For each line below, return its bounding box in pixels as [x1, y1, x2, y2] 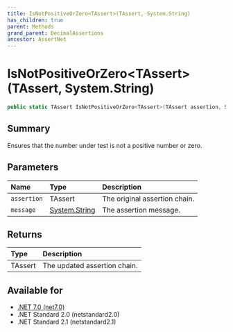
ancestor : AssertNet [7, 36, 67, 43]
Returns [7, 229, 43, 240]
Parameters [7, 161, 59, 174]
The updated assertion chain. [42, 261, 138, 271]
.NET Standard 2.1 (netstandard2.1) [17, 317, 116, 326]
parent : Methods [7, 23, 54, 30]
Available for [7, 284, 64, 296]
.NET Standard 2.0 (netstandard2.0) [17, 310, 120, 319]
